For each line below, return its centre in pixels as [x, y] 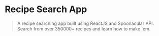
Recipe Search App [46, 9]
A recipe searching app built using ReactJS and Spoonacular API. [86, 23]
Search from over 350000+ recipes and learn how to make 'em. [84, 28]
